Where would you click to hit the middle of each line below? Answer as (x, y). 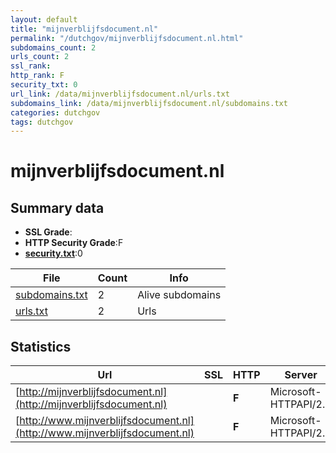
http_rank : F (37, 76)
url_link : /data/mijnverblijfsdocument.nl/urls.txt (120, 94)
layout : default (44, 19)
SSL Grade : (48, 232)
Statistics (41, 346)
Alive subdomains (179, 295)
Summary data (57, 207)
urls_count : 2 (40, 57)
